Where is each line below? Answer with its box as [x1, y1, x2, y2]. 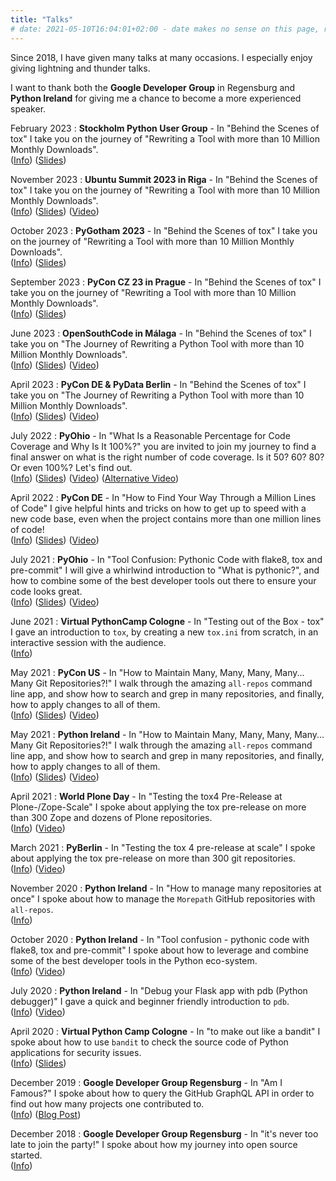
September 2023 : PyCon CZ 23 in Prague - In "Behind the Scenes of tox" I [10, 276, 322, 288]
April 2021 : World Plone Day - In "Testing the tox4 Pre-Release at [10, 790, 283, 802]
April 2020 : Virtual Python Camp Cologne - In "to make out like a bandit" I [10, 1025, 321, 1037]
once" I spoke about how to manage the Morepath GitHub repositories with [10, 892, 316, 905]
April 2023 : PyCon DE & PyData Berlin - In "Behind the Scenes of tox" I [10, 378, 307, 390]
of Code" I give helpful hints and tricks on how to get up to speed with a [10, 502, 307, 514]
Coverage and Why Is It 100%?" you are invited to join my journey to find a [10, 440, 317, 452]
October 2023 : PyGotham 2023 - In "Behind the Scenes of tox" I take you [10, 224, 318, 236]
